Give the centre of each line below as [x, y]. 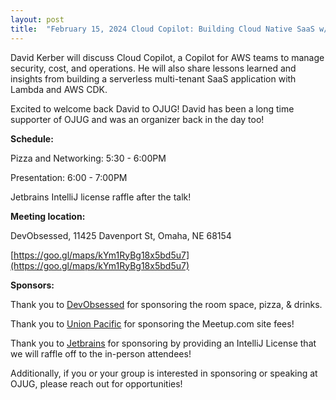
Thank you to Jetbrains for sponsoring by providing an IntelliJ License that [163, 343]
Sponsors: [32, 285]
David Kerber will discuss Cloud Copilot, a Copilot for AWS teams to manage [167, 57]
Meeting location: [48, 216]
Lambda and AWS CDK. [59, 89]
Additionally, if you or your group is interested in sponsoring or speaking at [164, 373]
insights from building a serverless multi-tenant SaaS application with [153, 78]
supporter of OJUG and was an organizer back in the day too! [137, 119]
